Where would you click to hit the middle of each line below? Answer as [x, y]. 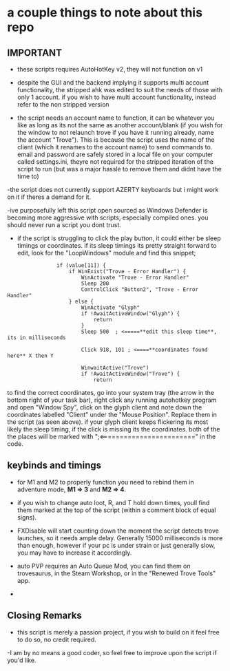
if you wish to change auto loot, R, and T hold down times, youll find [113, 502]
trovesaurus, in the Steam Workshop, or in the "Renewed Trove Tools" [116, 573]
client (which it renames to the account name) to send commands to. [115, 147]
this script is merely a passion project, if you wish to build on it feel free [118, 632]
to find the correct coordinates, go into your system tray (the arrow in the [111, 393]
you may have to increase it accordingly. [74, 553]
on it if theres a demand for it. [49, 197]
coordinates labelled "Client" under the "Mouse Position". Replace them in [112, 415]
